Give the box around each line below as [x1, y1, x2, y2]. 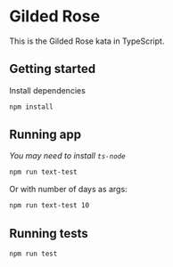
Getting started [9, 61, 96, 77]
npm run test [9, 249, 58, 258]
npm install [9, 102, 54, 111]
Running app [9, 127, 82, 142]
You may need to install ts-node [9, 150, 127, 161]
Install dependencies [9, 85, 86, 95]
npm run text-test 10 [9, 201, 90, 210]
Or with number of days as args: [9, 184, 128, 195]
